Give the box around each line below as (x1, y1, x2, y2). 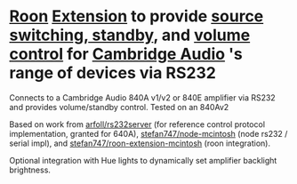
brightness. (9, 164, 52, 175)
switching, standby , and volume (9, 25, 251, 45)
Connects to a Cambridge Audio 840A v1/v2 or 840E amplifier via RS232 (9, 92, 276, 103)
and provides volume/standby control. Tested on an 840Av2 (9, 101, 229, 112)
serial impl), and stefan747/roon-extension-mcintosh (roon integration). (9, 138, 271, 148)
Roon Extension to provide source (9, 6, 264, 27)
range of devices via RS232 (9, 63, 216, 84)
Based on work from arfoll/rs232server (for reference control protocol (9, 118, 265, 130)
